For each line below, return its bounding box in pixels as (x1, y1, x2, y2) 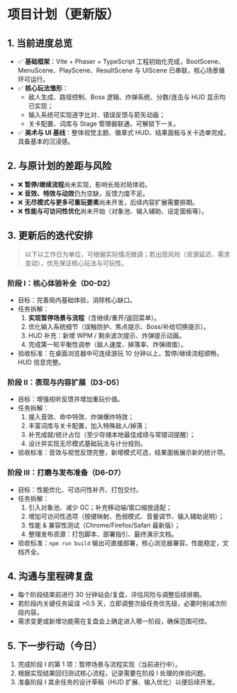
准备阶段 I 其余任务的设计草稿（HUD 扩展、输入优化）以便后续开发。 (17, 678, 219, 687)
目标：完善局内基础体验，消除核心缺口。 (17, 296, 136, 304)
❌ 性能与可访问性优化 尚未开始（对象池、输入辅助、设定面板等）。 (17, 207, 208, 215)
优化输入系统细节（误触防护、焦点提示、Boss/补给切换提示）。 (28, 322, 210, 331)
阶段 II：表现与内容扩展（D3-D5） (7, 377, 124, 387)
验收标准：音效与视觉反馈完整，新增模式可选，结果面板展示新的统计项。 (17, 448, 229, 457)
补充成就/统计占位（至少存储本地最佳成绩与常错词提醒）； (28, 431, 196, 439)
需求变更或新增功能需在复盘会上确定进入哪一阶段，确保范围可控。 (17, 617, 211, 625)
